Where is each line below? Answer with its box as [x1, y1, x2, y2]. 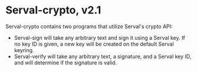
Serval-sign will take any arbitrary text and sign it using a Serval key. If [14, 34, 185, 41]
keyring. [14, 46, 34, 53]
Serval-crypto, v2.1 [5, 4, 101, 17]
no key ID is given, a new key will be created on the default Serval [14, 40, 175, 47]
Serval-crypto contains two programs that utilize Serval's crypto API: [5, 23, 173, 30]
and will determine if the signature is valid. [14, 59, 117, 66]
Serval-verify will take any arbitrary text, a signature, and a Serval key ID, [14, 53, 192, 60]
